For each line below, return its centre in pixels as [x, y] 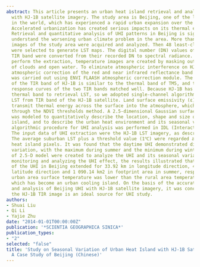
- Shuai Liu [21, 205]
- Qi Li [16, 211]
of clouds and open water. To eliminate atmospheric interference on [99, 67]
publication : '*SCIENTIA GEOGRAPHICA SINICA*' [65, 227]
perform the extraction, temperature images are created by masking [98, 61]
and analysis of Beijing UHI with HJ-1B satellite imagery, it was [97, 189]
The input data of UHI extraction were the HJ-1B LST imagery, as [96, 133]
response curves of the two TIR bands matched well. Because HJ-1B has [102, 89]
